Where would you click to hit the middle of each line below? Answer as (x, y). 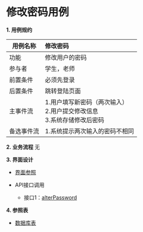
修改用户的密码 (66, 57)
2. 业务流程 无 (23, 147)
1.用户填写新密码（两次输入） (86, 102)
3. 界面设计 (20, 159)
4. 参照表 (17, 210)
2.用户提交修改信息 (71, 111)
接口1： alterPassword (50, 197)
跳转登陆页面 (63, 91)
